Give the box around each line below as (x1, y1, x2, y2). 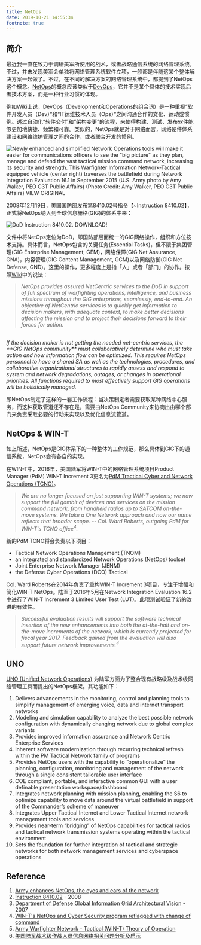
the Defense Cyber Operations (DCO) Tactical (14, 568, 128, 575)
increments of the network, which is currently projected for (46, 627, 191, 635)
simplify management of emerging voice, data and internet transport (14, 701, 184, 709)
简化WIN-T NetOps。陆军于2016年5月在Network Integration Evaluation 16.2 (6, 588, 193, 595)
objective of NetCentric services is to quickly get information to (20, 302, 178, 309)
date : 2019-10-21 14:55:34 (6, 14, 74, 20)
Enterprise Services (14, 739, 64, 746)
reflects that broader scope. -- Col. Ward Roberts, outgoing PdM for (20, 518, 190, 525)
